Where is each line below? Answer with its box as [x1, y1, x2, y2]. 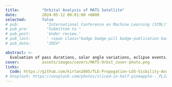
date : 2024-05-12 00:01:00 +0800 [5, 12, 100, 17]
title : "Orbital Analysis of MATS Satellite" [5, 7, 125, 13]
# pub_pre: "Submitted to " [5, 27, 81, 32]
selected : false [5, 17, 54, 22]
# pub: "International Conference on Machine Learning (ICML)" [5, 21, 168, 27]
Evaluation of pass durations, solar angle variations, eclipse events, [10, 55, 168, 60]
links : [5, 64, 19, 70]
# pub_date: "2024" [5, 41, 60, 46]
